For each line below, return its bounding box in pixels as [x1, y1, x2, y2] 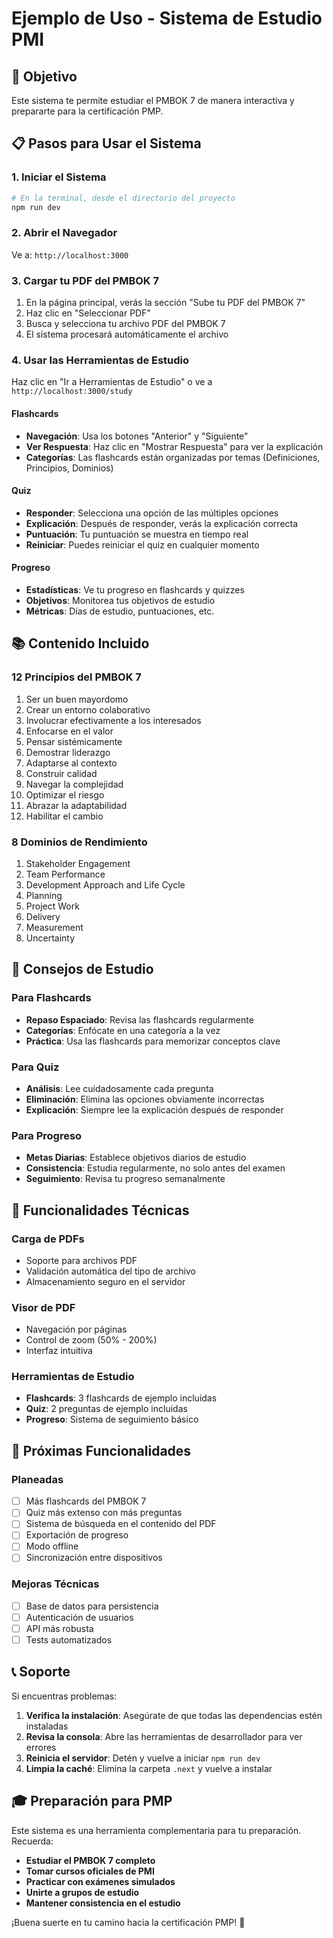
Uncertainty [25, 932, 76, 944]
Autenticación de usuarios [25, 1611, 134, 1623]
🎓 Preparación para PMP [11, 1793, 173, 1810]
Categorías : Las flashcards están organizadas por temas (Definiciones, [25, 451, 321, 463]
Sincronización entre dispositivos [25, 1552, 163, 1564]
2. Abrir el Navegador [11, 226, 118, 240]
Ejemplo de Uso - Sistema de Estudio [11, 7, 323, 30]
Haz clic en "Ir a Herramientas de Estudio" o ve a [11, 376, 213, 388]
